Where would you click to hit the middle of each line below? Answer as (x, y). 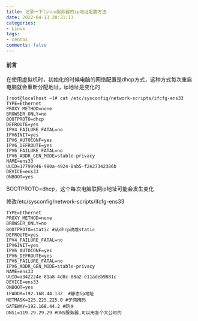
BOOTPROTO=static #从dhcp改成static (51, 230)
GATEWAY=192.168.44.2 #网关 (40, 307)
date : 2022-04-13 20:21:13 (40, 17)
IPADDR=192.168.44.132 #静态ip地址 (50, 294)
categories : (21, 23)
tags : (13, 34)
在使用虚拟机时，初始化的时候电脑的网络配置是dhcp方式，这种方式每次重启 (99, 80)
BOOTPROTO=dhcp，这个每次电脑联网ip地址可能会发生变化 (80, 189)
